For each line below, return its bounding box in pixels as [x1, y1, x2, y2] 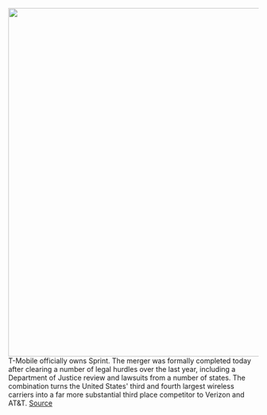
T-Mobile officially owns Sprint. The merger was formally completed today [8, 356, 252, 366]
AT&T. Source [8, 398, 53, 408]
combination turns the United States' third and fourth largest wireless [8, 382, 234, 390]
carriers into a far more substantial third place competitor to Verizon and [8, 390, 245, 399]
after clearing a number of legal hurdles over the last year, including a [8, 365, 236, 374]
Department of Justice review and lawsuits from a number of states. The [8, 373, 246, 382]
